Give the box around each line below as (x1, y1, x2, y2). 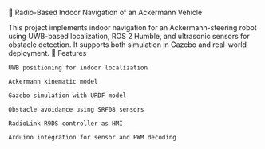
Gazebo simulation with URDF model (8, 92, 127, 100)
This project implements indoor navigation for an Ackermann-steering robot (8, 23, 257, 32)
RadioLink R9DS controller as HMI (8, 120, 124, 127)
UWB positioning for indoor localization (8, 64, 148, 72)
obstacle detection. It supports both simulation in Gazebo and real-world (8, 40, 247, 49)
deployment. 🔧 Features (8, 49, 87, 57)
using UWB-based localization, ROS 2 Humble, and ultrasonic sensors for (8, 32, 250, 41)
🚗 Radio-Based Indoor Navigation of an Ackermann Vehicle (8, 8, 203, 17)
